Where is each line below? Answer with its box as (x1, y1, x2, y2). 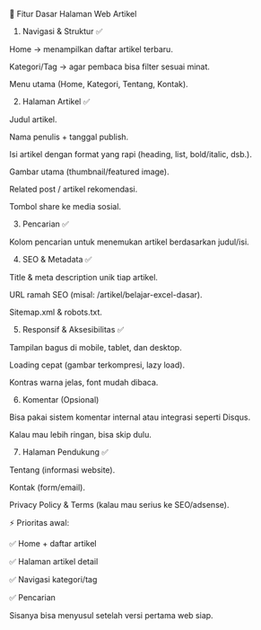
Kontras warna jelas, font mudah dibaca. (9, 377, 159, 387)
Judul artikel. (9, 114, 57, 125)
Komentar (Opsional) (22, 395, 100, 404)
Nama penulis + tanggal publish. (9, 131, 129, 142)
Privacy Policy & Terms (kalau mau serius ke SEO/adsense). (9, 500, 230, 510)
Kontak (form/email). (9, 482, 85, 492)
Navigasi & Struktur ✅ (22, 26, 103, 36)
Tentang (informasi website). (9, 465, 116, 475)
